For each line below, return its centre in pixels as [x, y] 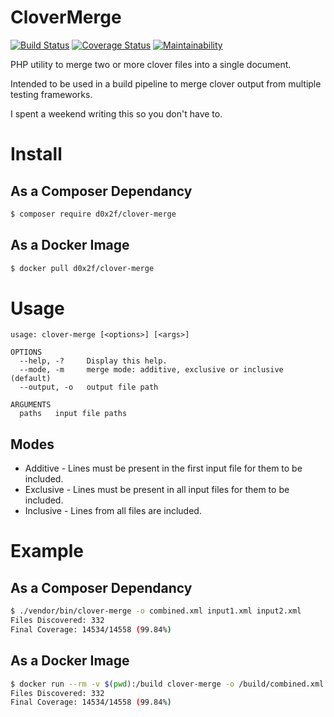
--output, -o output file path [89, 387]
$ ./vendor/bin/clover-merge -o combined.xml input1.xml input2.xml [156, 611]
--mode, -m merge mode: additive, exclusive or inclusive [151, 370]
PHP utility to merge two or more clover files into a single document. [151, 64]
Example [47, 551]
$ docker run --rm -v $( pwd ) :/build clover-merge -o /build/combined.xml [167, 684]
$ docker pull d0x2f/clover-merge [82, 268]
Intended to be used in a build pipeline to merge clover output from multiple [166, 83]
